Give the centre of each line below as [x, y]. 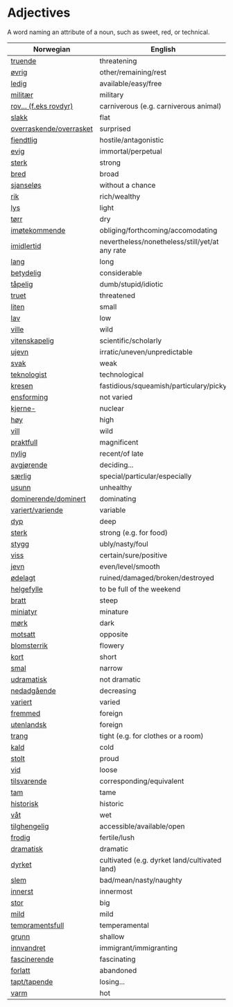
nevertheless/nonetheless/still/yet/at [159, 241]
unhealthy [116, 487]
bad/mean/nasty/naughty [141, 880]
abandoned [118, 970]
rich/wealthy [120, 196]
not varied [116, 397]
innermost [116, 891]
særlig [21, 476]
